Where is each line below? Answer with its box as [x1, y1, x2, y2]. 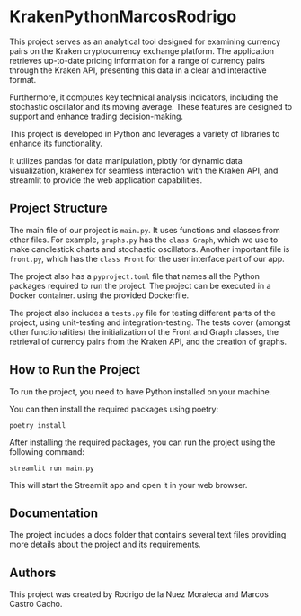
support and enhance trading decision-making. [9, 111, 184, 122]
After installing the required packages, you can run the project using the [9, 437, 276, 448]
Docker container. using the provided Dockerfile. [9, 290, 190, 301]
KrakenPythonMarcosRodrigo [9, 6, 237, 27]
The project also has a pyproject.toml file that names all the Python [9, 270, 261, 281]
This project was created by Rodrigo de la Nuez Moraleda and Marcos [9, 589, 270, 600]
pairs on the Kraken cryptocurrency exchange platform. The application [9, 45, 274, 56]
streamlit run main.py [9, 464, 94, 473]
